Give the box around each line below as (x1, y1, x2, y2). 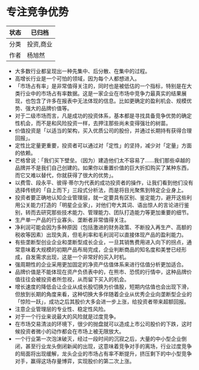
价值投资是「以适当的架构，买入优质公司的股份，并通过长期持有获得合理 (14, 127, 192, 134)
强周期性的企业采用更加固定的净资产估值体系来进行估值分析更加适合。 (14, 261, 187, 268)
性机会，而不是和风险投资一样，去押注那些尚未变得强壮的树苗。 (14, 120, 171, 127)
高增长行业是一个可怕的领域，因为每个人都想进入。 (14, 75, 140, 82)
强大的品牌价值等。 (25, 105, 72, 112)
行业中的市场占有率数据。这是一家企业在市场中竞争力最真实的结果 (20, 90, 182, 97)
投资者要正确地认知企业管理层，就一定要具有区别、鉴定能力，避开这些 (14, 194, 187, 201)
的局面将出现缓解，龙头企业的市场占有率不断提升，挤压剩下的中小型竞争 (14, 350, 192, 357)
